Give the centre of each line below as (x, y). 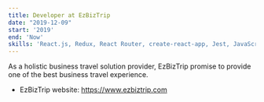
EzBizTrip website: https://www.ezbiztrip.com (93, 90)
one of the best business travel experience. (78, 75)
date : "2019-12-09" (40, 23)
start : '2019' (31, 30)
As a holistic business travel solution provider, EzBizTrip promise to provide (130, 66)
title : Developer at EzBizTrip (59, 15)
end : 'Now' (26, 37)
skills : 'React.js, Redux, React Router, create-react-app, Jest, (119, 44)
